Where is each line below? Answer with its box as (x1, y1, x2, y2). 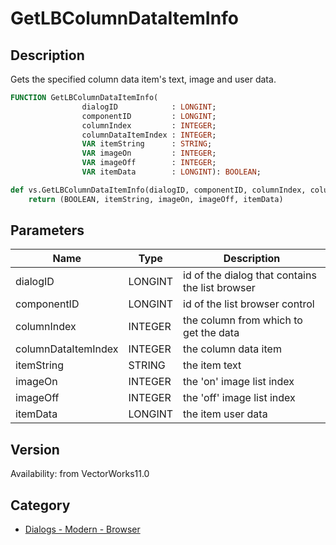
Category (10, 497, 71, 514)
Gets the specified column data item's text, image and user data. (10, 73, 277, 85)
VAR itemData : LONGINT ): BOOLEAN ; (81, 167, 262, 177)
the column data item (183, 342, 282, 356)
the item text (183, 358, 242, 372)
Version (10, 441, 60, 458)
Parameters (10, 222, 85, 239)
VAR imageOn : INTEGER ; (81, 148, 217, 159)
